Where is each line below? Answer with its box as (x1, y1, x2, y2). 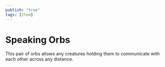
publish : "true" (5, 7, 40, 13)
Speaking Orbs (5, 34, 70, 46)
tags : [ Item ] (5, 12, 33, 17)
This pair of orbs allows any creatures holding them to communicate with (5, 51, 160, 57)
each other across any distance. (5, 56, 74, 62)
